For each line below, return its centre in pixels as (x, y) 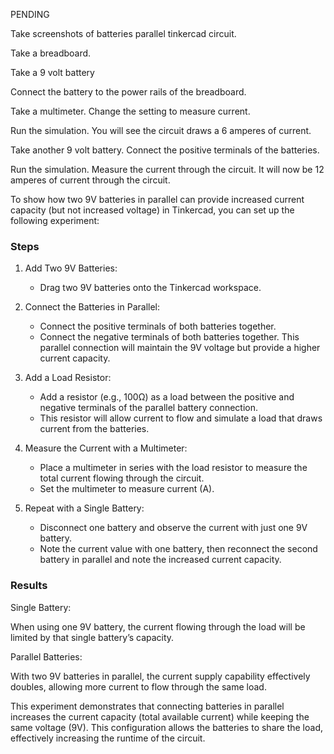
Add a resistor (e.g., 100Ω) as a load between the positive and (167, 397)
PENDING (30, 14)
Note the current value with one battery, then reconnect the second (178, 549)
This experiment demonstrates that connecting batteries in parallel (147, 706)
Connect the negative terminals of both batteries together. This (169, 337)
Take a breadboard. (51, 53)
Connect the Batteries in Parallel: (92, 307)
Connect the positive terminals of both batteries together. (158, 326)
